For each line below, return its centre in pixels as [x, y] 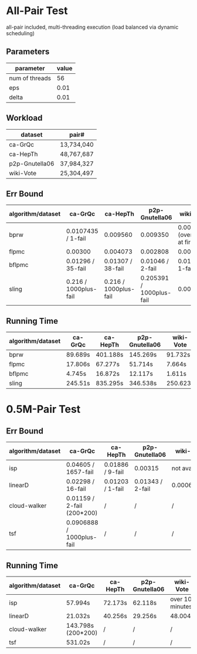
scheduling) [21, 33]
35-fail [76, 269]
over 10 [181, 599]
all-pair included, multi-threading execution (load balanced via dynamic [92, 27]
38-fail [114, 269]
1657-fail [80, 472]
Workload [24, 118]
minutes [181, 606]
